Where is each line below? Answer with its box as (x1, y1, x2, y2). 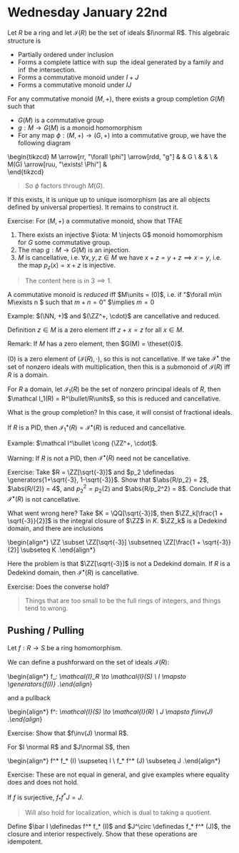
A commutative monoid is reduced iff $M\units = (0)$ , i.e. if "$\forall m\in (7, 290, 223, 298)
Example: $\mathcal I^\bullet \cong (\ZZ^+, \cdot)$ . (7, 438, 158, 447)
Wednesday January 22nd (7, 4, 168, 21)
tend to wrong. (24, 604, 68, 612)
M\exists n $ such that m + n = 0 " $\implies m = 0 (7, 298, 155, 306)
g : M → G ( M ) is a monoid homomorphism (17, 123, 143, 132)
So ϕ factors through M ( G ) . (24, 181, 105, 190)
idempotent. (7, 837, 43, 846)
